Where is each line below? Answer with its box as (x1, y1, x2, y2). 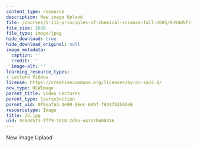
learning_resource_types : (6, 69, 70, 75)
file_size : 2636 (6, 25, 46, 31)
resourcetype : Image (6, 107, 57, 113)
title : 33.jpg (6, 112, 41, 118)
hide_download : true (6, 36, 57, 42)
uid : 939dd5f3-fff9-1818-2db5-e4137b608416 (6, 118, 115, 124)
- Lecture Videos (6, 74, 49, 80)
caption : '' (11, 52, 41, 58)
